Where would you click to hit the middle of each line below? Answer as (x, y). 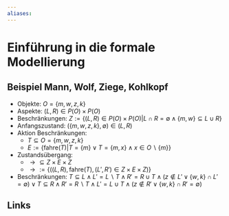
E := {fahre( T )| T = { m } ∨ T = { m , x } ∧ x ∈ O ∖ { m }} (99, 147)
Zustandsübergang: (45, 154)
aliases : (20, 13)
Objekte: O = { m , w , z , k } (51, 104)
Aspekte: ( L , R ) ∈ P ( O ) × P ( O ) (59, 111)
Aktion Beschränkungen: (52, 133)
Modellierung (46, 62)
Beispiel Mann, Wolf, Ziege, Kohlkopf (88, 87)
